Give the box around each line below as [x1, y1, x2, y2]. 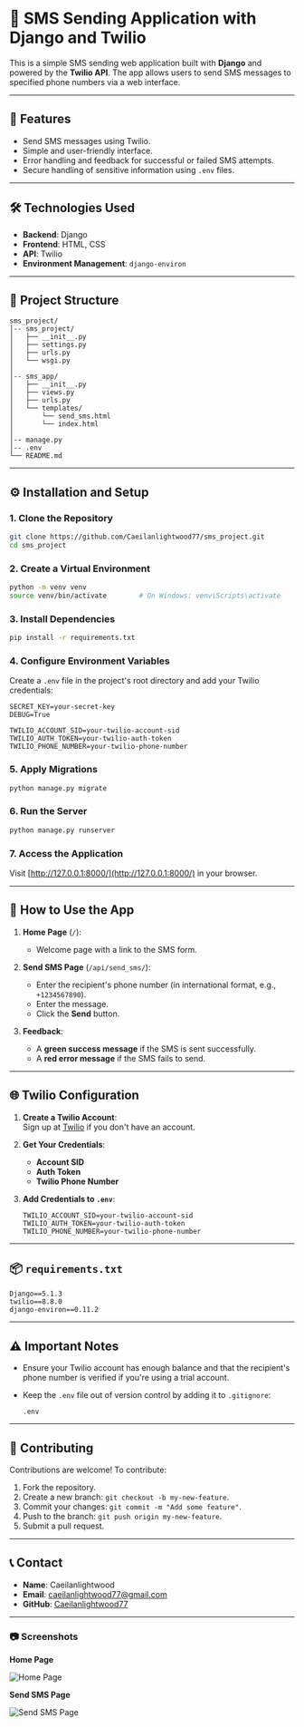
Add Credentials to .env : [22, 1193, 116, 1204]
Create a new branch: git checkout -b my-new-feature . [22, 1491, 230, 1503]
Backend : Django [22, 228, 88, 239]
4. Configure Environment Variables [9, 655, 170, 667]
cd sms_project [9, 540, 67, 549]
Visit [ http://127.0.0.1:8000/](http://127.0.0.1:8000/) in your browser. [9, 868, 258, 878]
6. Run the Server [9, 805, 88, 818]
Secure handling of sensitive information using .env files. [22, 164, 235, 175]
